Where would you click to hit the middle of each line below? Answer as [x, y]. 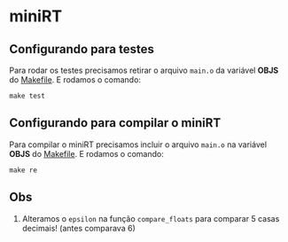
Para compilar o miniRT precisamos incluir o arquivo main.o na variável [138, 144]
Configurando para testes [82, 49]
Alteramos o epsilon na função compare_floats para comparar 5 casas [151, 218]
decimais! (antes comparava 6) [78, 228]
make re [23, 170]
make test [27, 96]
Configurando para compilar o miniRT [115, 123]
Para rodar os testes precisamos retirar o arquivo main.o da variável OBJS [144, 70]
